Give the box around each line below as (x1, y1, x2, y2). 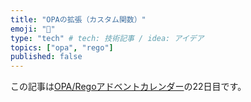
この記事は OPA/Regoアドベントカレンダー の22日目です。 (10, 81, 247, 93)
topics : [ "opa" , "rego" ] (10, 42, 114, 53)
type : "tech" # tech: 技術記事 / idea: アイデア (10, 33, 205, 43)
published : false (10, 52, 83, 62)
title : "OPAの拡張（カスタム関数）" (10, 14, 147, 25)
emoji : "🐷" (10, 24, 56, 34)
